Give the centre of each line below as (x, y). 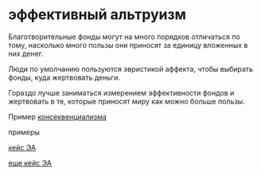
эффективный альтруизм (97, 15)
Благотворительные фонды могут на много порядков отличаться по (124, 37)
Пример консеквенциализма (58, 116)
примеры (24, 132)
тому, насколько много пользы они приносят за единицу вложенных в (128, 45)
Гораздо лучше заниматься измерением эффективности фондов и (121, 92)
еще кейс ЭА (30, 163)
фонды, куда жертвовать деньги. (64, 77)
